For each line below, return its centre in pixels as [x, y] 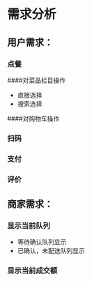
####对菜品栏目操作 [37, 80]
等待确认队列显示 [42, 242]
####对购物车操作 [33, 119]
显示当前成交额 [32, 271]
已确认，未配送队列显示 [51, 251]
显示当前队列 [29, 225]
